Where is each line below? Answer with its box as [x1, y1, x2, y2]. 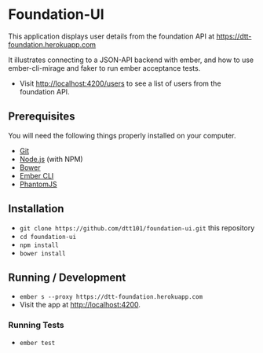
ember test [19, 339, 56, 347]
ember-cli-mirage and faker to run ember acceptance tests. [8, 63, 201, 72]
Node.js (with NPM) [19, 154, 84, 164]
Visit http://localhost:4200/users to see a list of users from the [19, 79, 221, 88]
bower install [19, 249, 66, 257]
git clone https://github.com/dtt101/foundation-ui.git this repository [19, 222, 255, 233]
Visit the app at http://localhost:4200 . [19, 300, 141, 310]
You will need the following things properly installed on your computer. [8, 131, 236, 140]
